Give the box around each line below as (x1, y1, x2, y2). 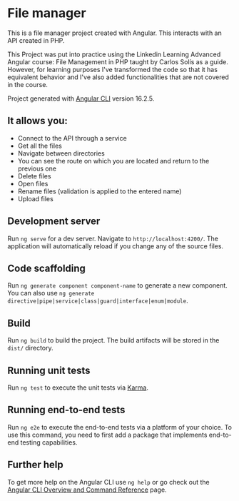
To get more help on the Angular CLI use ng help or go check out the (7, 477, 210, 486)
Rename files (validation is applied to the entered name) (17, 187, 182, 196)
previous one (17, 164, 57, 173)
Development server (7, 216, 101, 228)
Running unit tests (7, 364, 91, 376)
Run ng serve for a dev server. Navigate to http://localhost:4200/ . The (7, 234, 219, 243)
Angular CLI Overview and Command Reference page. (7, 485, 167, 494)
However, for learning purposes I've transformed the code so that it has (7, 65, 218, 74)
